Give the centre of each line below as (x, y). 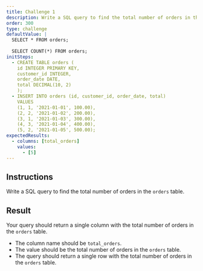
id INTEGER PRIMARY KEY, (48, 68)
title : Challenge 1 (31, 12)
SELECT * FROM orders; (40, 40)
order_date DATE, (39, 79)
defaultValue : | (27, 34)
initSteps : (20, 57)
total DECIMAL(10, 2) (44, 85)
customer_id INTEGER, (44, 74)
